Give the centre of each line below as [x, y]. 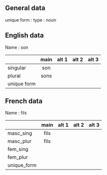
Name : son [17, 47]
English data [25, 36]
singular [17, 67]
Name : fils [16, 113]
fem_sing [18, 149]
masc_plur [20, 141]
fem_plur [18, 157]
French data [24, 101]
